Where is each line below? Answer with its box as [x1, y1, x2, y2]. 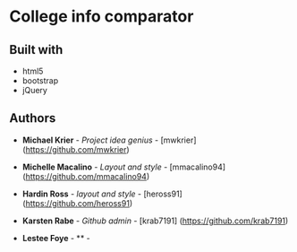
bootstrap [21, 75, 59, 86]
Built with [9, 42, 64, 57]
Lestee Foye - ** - [21, 232, 91, 243]
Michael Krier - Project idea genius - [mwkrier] [21, 135, 197, 145]
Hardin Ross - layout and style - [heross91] [21, 188, 183, 199]
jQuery [21, 85, 47, 95]
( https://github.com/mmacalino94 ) [21, 170, 150, 181]
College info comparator [9, 6, 194, 27]
